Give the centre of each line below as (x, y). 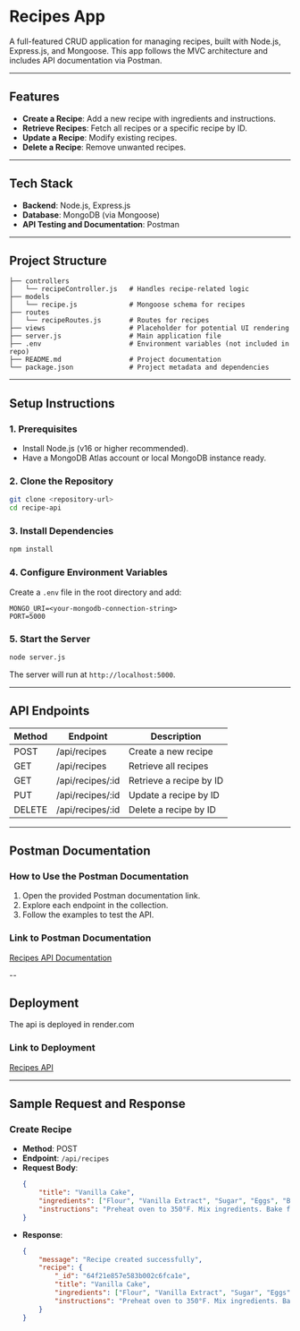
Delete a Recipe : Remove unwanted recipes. (104, 147)
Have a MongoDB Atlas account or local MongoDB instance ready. (144, 458)
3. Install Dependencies (62, 531)
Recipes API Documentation (61, 957)
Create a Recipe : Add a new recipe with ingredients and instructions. (149, 118)
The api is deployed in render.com (72, 1025)
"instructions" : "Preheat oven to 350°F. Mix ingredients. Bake (161, 1209)
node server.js (37, 657)
